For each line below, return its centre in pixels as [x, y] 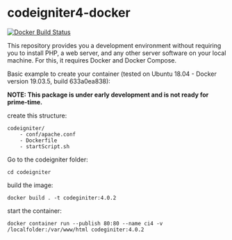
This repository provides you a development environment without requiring [114, 45]
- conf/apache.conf [48, 134]
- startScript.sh [45, 146]
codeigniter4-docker [69, 13]
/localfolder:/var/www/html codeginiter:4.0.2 [76, 230]
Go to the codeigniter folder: [48, 159]
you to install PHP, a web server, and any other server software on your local [117, 53]
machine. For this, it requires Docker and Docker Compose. [92, 60]
